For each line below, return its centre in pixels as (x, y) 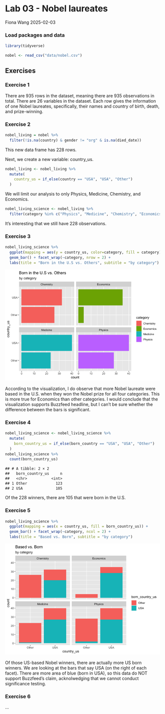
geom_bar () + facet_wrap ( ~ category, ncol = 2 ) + (60, 532)
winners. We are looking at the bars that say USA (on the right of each (76, 668)
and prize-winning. (24, 111)
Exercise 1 (17, 85)
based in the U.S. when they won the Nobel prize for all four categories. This (82, 394)
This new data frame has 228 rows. (41, 150)
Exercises (20, 71)
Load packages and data (35, 35)
